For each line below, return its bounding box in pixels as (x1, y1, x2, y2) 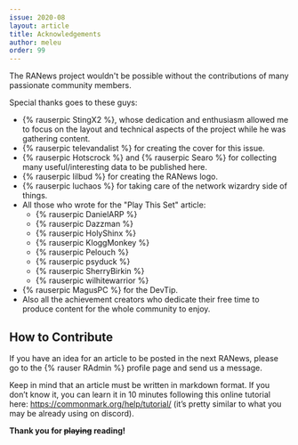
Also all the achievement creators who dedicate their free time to (21, 295, 260, 305)
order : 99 (9, 46, 46, 55)
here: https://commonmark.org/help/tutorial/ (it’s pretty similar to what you (9, 398, 282, 409)
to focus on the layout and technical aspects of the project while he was (21, 124, 286, 134)
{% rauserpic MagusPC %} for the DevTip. (21, 285, 179, 295)
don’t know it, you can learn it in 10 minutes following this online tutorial (9, 389, 271, 400)
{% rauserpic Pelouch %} (35, 247, 129, 258)
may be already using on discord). (9, 408, 135, 418)
